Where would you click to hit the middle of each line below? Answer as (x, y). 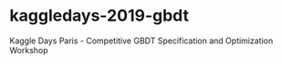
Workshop (29, 50)
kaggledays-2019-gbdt (99, 16)
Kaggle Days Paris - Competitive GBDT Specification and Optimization (141, 41)
